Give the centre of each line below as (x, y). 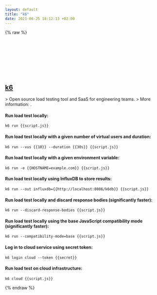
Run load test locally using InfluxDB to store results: (58, 179)
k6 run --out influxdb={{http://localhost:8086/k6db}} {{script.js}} (77, 189)
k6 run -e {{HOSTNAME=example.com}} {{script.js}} (57, 168)
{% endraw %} (20, 288)
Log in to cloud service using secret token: (49, 247)
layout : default (21, 10)
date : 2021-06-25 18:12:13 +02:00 (40, 19)
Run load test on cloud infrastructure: (44, 268)
